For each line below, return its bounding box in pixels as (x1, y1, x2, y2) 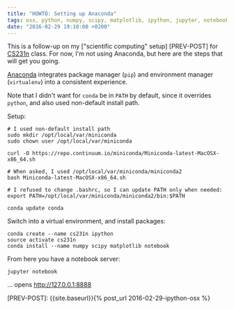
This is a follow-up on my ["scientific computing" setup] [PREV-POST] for (7, 42, 218, 51)
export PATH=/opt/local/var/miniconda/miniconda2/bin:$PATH (7, 193, 186, 200)
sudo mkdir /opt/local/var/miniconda (7, 132, 117, 139)
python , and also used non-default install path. (7, 99, 140, 107)
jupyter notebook (7, 269, 58, 276)
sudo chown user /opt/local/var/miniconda (7, 138, 132, 145)
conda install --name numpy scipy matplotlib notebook (7, 243, 170, 250)
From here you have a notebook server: (7, 255, 120, 263)
